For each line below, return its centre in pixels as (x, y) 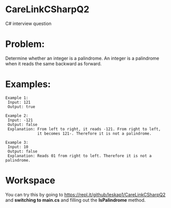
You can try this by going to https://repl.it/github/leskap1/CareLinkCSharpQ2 (86, 194)
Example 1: (17, 98)
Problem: (25, 44)
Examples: (28, 84)
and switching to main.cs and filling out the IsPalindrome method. (76, 200)
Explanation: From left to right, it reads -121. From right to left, (84, 129)
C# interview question (29, 23)
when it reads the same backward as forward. (54, 63)
